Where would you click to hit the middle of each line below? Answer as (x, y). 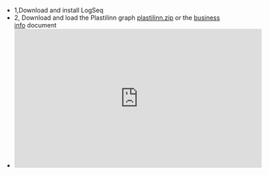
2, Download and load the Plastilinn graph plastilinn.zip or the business (117, 18)
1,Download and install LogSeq (59, 10)
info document (35, 25)
